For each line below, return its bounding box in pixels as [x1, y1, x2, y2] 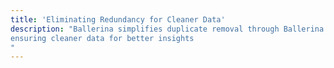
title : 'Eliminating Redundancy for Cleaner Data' [10, 14, 226, 25]
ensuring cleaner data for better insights [10, 33, 195, 43]
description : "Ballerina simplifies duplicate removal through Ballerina [10, 24, 325, 34]
